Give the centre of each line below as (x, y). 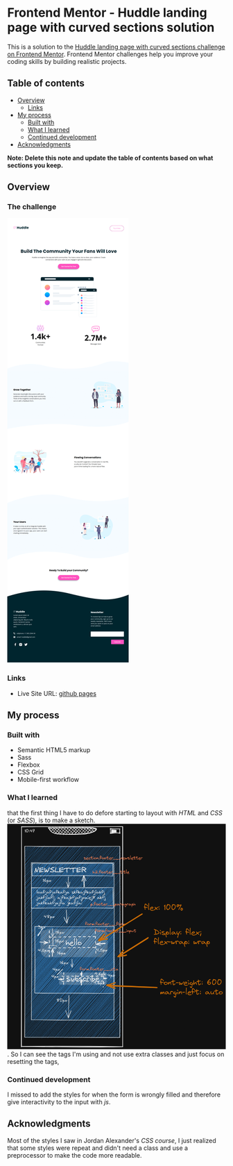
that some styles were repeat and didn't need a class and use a (98, 1148)
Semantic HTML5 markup (54, 750)
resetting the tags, (33, 1061)
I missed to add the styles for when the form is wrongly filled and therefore (114, 1094)
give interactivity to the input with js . (59, 1102)
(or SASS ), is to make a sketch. (51, 820)
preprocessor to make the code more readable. (75, 1155)
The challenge (32, 207)
